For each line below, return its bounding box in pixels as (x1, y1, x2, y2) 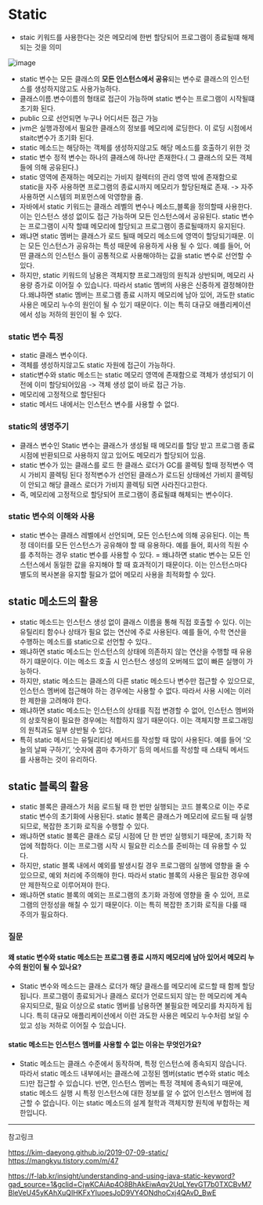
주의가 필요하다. (19, 910, 68, 919)
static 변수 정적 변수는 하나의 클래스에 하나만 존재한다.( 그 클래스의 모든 (19, 152, 238, 162)
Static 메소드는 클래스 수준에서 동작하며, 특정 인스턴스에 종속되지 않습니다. (19, 1058, 247, 1068)
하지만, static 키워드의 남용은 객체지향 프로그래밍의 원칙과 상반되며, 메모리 (19, 270, 247, 279)
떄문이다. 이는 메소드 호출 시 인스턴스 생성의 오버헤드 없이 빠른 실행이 (34, 656, 245, 666)
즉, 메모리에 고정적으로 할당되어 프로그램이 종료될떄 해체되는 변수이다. (19, 489, 233, 499)
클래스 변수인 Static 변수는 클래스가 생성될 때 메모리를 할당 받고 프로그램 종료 (19, 440, 255, 450)
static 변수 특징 (8, 331, 64, 342)
